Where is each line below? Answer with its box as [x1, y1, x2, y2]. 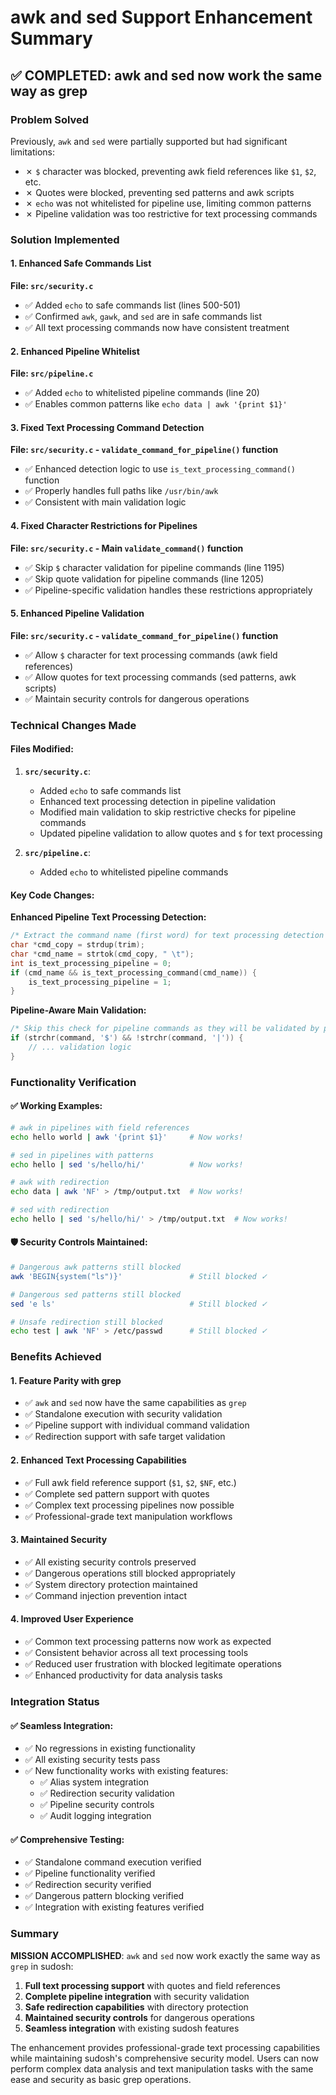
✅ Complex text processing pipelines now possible [24, 1499, 235, 1511]
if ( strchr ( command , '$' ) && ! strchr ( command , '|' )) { [10, 1033, 244, 1043]
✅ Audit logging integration [39, 1810, 152, 1822]
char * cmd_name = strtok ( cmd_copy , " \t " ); [10, 949, 195, 959]
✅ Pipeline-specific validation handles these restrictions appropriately [24, 584, 313, 596]
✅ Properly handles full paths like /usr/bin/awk [24, 485, 219, 497]
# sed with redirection [10, 1205, 110, 1215]
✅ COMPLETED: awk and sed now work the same [10, 67, 323, 84]
